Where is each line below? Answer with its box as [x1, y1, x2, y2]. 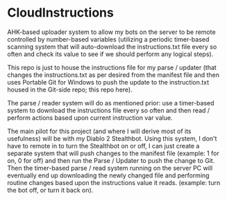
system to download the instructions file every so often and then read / [7, 106, 210, 114]
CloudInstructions [7, 5, 115, 21]
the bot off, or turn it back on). [7, 186, 94, 194]
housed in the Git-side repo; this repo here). [7, 85, 133, 94]
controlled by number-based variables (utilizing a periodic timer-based [7, 35, 210, 43]
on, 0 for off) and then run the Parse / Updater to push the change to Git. [7, 156, 215, 164]
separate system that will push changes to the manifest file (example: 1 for [7, 149, 220, 157]
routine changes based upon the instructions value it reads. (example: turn [7, 178, 221, 186]
